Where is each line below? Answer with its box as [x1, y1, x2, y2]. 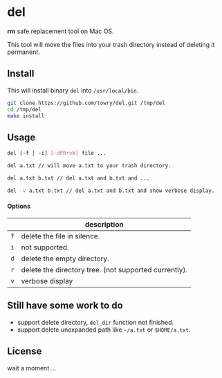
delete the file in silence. [21, 231, 100, 240]
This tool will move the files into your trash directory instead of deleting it [7, 40, 215, 48]
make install [7, 112, 45, 120]
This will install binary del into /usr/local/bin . [7, 86, 139, 94]
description [84, 219, 124, 229]
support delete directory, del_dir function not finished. [17, 318, 174, 326]
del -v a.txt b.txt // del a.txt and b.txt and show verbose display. [7, 187, 215, 194]
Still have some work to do [7, 300, 123, 312]
